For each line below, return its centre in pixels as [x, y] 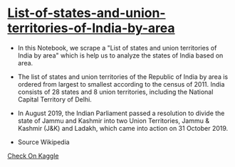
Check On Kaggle [33, 156]
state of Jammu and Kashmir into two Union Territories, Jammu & [114, 120]
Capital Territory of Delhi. [55, 99]
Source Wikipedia [43, 142]
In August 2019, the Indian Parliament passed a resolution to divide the [121, 113]
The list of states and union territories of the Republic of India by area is [123, 77]
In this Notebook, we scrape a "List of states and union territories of [117, 48]
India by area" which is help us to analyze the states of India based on [120, 55]
